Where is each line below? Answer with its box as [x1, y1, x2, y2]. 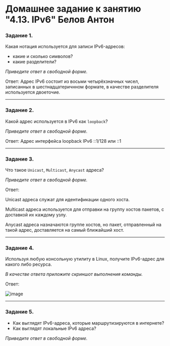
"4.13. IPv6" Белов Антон [5, 14, 115, 25]
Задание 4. [5, 244, 34, 251]
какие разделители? [12, 59, 57, 65]
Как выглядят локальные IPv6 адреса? [12, 325, 97, 331]
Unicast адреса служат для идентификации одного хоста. [5, 197, 130, 203]
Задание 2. [5, 107, 34, 114]
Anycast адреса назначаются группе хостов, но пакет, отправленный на [5, 222, 162, 228]
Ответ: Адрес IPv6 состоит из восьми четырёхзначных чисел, [5, 78, 139, 84]
